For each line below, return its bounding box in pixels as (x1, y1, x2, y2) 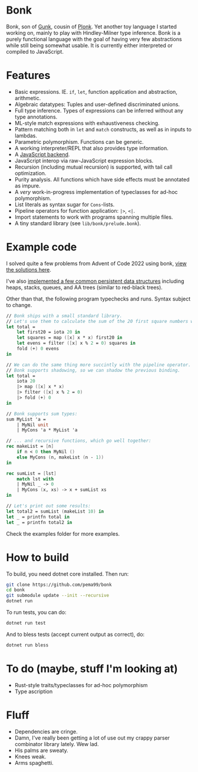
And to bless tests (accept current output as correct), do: (6, 631, 145, 638)
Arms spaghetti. (14, 759, 54, 766)
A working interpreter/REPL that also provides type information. (14, 144, 169, 151)
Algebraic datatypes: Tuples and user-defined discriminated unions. (14, 101, 180, 108)
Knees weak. (14, 753, 47, 760)
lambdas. (14, 132, 37, 139)
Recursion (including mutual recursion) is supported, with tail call (14, 163, 173, 170)
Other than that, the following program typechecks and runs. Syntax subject (6, 295, 191, 302)
